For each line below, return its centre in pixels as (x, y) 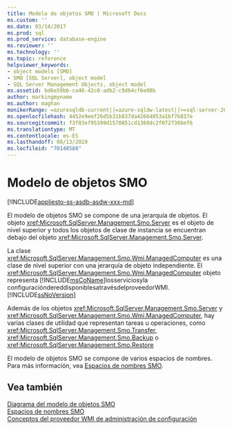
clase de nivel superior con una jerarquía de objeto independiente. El (105, 265)
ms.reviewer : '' (30, 46)
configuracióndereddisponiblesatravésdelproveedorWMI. (89, 287)
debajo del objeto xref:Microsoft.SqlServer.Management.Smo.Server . (105, 237)
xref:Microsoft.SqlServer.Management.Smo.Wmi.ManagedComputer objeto (114, 272)
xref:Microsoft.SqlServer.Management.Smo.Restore (80, 345)
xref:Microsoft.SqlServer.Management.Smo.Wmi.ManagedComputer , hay (111, 315)
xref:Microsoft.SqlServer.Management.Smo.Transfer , (82, 330)
